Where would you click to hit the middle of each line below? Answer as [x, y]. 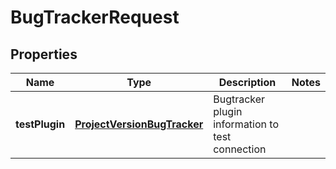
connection [240, 149]
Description [247, 82]
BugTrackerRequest [95, 17]
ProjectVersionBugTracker [139, 124]
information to [246, 124]
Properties [44, 54]
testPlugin [40, 124]
